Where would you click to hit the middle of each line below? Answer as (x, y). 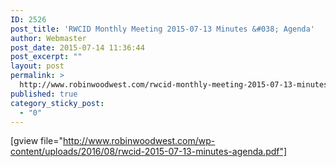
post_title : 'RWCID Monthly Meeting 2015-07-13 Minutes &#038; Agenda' (162, 29)
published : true (44, 94)
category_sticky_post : (57, 103)
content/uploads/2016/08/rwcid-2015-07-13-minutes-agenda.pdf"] (149, 152)
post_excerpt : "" (46, 57)
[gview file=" (37, 141)
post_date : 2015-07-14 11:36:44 (77, 47)
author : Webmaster (48, 38)
